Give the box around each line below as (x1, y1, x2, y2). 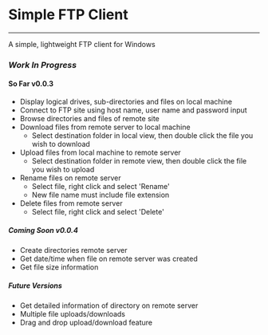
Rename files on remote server (19, 173, 121, 183)
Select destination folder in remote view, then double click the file (31, 156, 247, 166)
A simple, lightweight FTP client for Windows (8, 39, 156, 49)
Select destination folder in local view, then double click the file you (31, 131, 254, 140)
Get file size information (19, 262, 99, 272)
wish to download (31, 140, 90, 149)
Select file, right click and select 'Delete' (31, 207, 165, 217)
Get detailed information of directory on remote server (19, 301, 199, 310)
